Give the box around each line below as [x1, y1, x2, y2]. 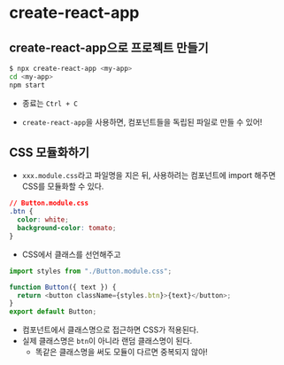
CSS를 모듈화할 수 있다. [21, 181, 104, 192]
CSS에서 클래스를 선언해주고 [21, 249, 121, 260]
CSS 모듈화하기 [9, 145, 90, 160]
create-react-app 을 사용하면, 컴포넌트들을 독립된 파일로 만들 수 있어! [21, 116, 263, 127]
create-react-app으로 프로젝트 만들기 [9, 40, 210, 55]
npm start [9, 81, 46, 89]
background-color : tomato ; [17, 224, 117, 233]
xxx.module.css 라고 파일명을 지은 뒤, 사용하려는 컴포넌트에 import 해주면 [21, 170, 276, 181]
